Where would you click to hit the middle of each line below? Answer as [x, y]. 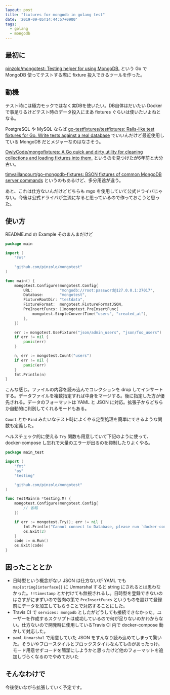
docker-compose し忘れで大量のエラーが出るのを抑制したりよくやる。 [79, 443]
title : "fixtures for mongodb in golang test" [55, 15]
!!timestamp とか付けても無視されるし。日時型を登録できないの [96, 593]
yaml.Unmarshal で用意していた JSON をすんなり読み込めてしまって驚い [87, 637]
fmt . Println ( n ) [30, 375]
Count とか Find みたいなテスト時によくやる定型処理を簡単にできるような [81, 419]
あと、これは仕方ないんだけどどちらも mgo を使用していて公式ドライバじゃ [84, 191]
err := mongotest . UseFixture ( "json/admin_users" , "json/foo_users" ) [88, 333]
